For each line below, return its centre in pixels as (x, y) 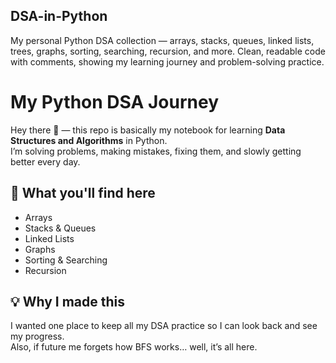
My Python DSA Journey (115, 102)
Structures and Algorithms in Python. (89, 140)
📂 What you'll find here (83, 193)
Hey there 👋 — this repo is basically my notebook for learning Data (148, 130)
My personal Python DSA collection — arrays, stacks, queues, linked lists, (162, 40)
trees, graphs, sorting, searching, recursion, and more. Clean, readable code (168, 51)
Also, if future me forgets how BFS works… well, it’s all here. (134, 347)
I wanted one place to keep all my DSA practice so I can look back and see (164, 326)
